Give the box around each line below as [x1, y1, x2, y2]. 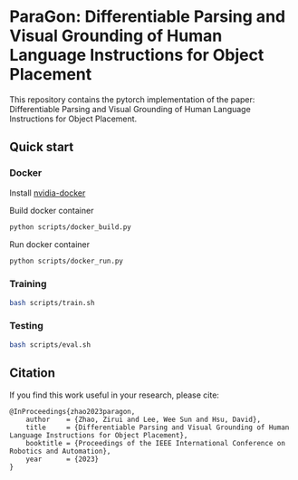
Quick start [9, 139, 74, 155]
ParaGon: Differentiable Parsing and [9, 6, 286, 27]
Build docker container [9, 205, 94, 216]
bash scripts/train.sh [9, 298, 95, 307]
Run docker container [9, 238, 91, 250]
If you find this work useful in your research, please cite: [9, 389, 220, 400]
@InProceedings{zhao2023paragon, [9, 407, 136, 416]
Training [9, 278, 47, 291]
